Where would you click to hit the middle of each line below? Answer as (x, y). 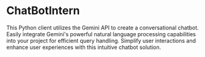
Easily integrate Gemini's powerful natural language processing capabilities (101, 34)
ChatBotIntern (43, 11)
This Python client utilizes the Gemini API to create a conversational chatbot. (102, 28)
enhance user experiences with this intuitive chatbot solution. (84, 47)
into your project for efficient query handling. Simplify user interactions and (101, 40)
